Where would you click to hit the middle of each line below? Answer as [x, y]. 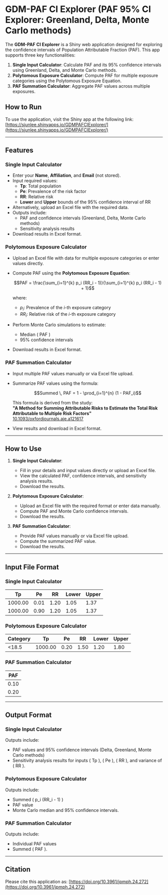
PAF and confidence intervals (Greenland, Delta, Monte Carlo [83, 218]
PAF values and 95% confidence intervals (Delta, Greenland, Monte [82, 750]
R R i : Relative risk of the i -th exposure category [68, 314]
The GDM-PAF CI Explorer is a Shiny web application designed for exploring [84, 44]
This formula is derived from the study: [52, 402]
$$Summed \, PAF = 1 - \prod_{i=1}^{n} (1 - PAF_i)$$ [88, 393]
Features [19, 151]
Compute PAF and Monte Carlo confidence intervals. [74, 511]
